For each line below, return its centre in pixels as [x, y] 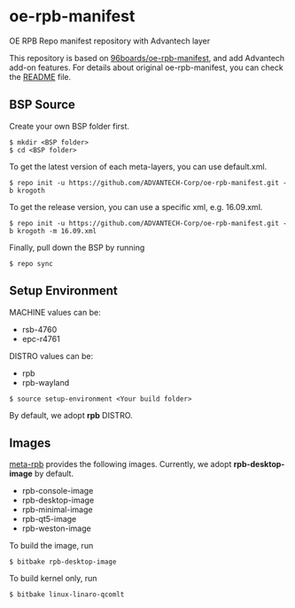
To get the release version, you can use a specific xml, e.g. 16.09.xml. [136, 207]
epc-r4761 [41, 339]
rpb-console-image [58, 491]
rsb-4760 [39, 329]
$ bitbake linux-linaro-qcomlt [67, 595]
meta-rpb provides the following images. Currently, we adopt [120, 464]
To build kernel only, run [53, 579]
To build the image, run [51, 546]
